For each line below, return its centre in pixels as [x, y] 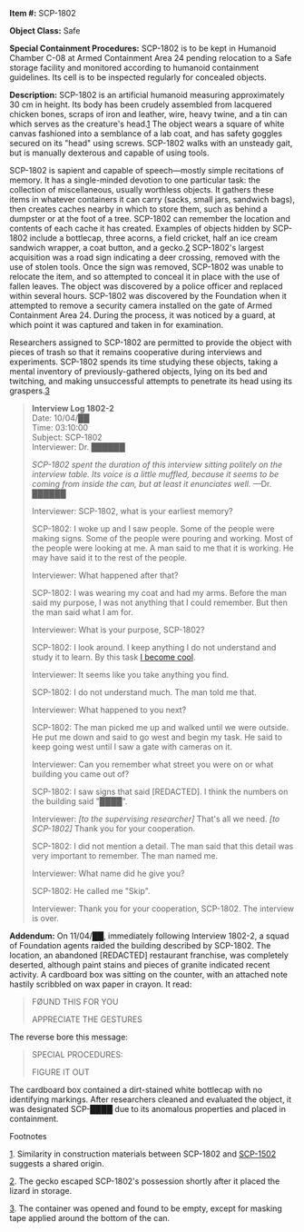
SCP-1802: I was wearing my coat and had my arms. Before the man [159, 593]
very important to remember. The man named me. [125, 856]
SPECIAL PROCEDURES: [77, 1054]
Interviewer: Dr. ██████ [78, 447]
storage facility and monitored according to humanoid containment [134, 68]
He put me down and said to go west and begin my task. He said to [157, 737]
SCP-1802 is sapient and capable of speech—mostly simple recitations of [147, 170]
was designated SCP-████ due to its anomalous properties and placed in [147, 1109]
